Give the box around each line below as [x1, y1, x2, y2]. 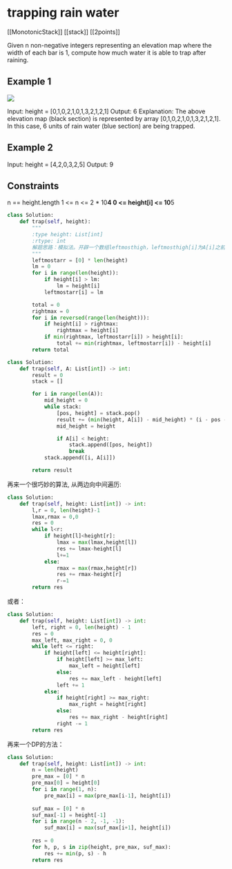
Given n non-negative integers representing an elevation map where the [7, 41, 212, 49]
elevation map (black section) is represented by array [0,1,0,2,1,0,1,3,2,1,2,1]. [7, 114, 221, 122]
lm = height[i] [56, 283, 100, 289]
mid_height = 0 [43, 397, 88, 404]
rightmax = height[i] [56, 327, 119, 334]
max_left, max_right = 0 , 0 [32, 637, 113, 644]
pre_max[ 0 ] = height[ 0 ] [32, 779, 100, 787]
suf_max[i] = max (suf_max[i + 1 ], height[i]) [43, 824, 171, 832]
